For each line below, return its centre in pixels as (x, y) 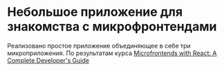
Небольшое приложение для (95, 12)
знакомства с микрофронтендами (112, 27)
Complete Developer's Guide (48, 60)
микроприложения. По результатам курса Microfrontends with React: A (112, 53)
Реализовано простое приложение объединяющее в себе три (99, 45)
